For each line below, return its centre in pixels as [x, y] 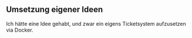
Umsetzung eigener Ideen [55, 10]
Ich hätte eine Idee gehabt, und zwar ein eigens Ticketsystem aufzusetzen [96, 23]
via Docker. [20, 30]
